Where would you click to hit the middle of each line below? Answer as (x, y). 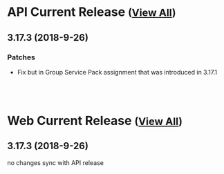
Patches (21, 57)
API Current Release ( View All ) (92, 12)
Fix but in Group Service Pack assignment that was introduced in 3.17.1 (117, 72)
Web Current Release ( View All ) (95, 121)
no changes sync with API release (55, 162)
